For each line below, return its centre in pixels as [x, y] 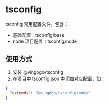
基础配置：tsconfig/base [39, 35]
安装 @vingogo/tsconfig [38, 72]
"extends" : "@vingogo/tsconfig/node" [50, 93]
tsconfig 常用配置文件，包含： [37, 24]
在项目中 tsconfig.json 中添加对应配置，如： [59, 78]
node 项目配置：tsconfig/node [45, 41]
